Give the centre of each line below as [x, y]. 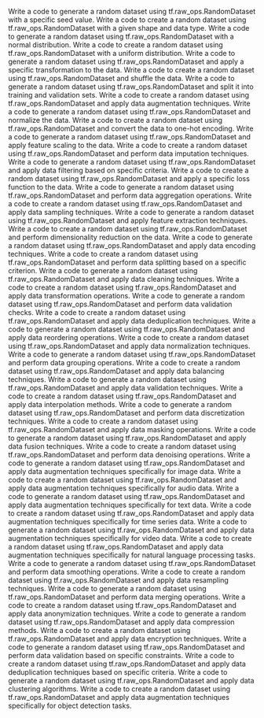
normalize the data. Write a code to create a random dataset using [115, 120]
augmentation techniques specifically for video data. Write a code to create [130, 538]
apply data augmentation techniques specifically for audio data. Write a [124, 488]
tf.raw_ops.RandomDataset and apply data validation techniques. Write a [126, 388]
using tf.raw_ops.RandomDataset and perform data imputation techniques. [128, 154]
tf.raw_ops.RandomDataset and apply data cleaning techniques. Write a [124, 279]
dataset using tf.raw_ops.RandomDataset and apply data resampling [119, 580]
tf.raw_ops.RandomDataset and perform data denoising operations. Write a [129, 455]
